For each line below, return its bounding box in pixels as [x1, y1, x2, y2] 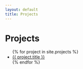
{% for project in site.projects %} [12, 49, 79, 55]
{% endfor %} [12, 59, 41, 65]
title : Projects [5, 12, 38, 17]
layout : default [5, 7, 38, 12]
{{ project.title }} [12, 54, 45, 60]
